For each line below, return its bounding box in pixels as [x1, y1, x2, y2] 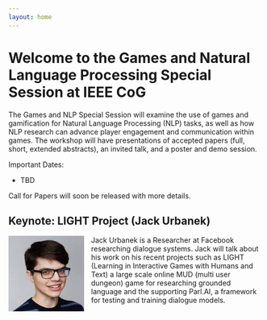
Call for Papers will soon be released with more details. [8, 190, 191, 201]
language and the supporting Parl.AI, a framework [91, 287, 257, 297]
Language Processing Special [8, 65, 212, 84]
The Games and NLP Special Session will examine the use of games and [8, 110, 248, 119]
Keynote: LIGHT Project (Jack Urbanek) [8, 214, 211, 227]
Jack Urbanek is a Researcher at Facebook [91, 235, 235, 245]
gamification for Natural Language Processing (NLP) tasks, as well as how [8, 118, 255, 128]
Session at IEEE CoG [8, 83, 147, 101]
